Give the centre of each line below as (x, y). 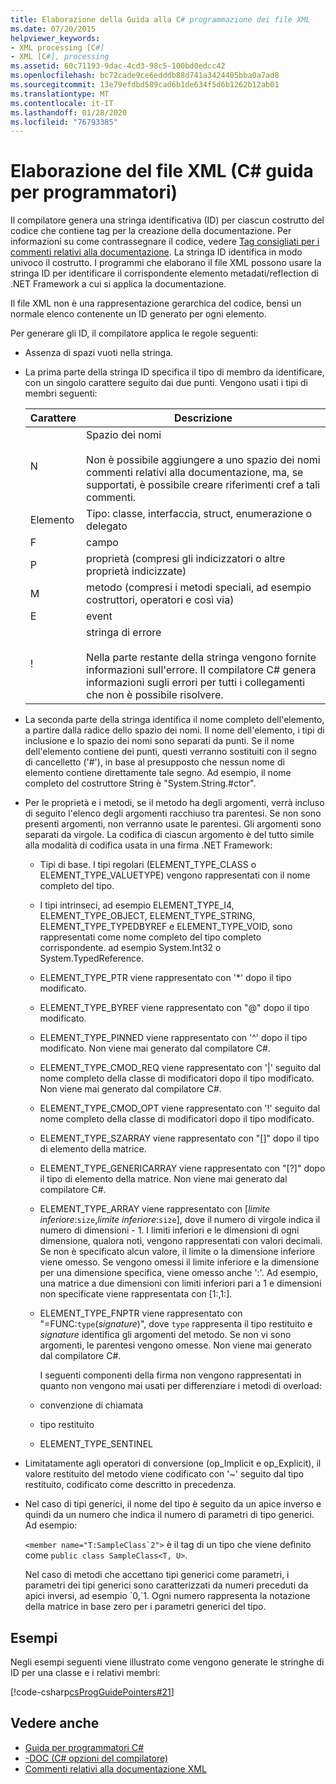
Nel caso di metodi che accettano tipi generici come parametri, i (157, 1575)
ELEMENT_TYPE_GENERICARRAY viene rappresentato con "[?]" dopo (182, 1168)
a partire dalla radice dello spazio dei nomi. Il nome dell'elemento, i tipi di (174, 730)
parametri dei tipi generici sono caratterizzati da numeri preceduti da (166, 1585)
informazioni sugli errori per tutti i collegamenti (196, 683)
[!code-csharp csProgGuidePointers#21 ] (92, 1692)
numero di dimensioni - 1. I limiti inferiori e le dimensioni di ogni (169, 1230)
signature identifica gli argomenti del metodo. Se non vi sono (165, 1335)
